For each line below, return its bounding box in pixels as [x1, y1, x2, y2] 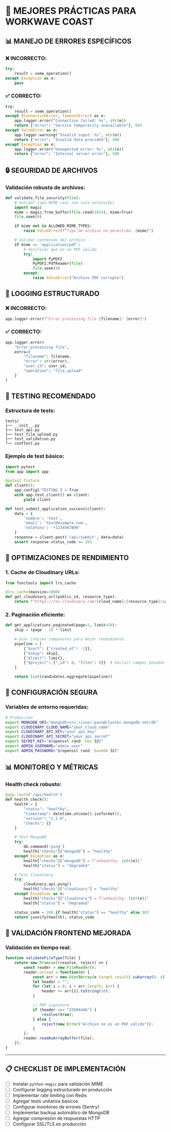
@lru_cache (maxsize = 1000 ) [5, 590, 60, 595]
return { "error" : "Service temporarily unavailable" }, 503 [14, 123, 142, 128]
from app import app [5, 469, 49, 474]
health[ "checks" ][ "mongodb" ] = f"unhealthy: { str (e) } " [23, 858, 142, 863]
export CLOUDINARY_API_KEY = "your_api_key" [5, 729, 97, 734]
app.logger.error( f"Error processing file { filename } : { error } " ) [5, 316, 147, 321]
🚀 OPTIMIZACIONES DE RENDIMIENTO [5, 554, 129, 562]
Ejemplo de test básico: [5, 453, 65, 460]
